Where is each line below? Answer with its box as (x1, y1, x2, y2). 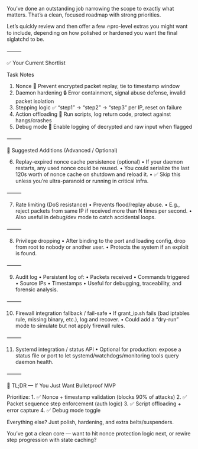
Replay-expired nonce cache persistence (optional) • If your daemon (15, 158, 183, 165)
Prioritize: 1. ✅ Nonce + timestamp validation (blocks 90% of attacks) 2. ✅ (7, 393, 187, 401)
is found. (15, 250, 37, 256)
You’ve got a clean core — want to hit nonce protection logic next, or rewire (7, 430, 191, 437)
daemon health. (15, 359, 54, 365)
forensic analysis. (15, 286, 59, 293)
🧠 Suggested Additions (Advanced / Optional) (7, 147, 118, 154)
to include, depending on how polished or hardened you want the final (7, 30, 178, 36)
